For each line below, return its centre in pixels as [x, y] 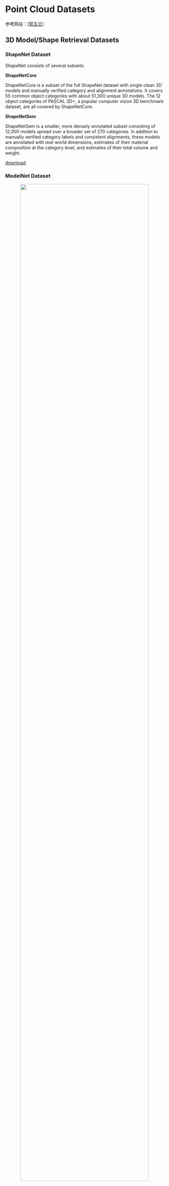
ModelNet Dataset [28, 176]
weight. [13, 153]
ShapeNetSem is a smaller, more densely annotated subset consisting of [80, 126]
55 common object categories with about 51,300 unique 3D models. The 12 [83, 96]
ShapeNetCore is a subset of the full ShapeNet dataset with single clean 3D [83, 85]
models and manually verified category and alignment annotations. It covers [84, 90]
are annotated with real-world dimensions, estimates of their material [77, 142]
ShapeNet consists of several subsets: [45, 65]
